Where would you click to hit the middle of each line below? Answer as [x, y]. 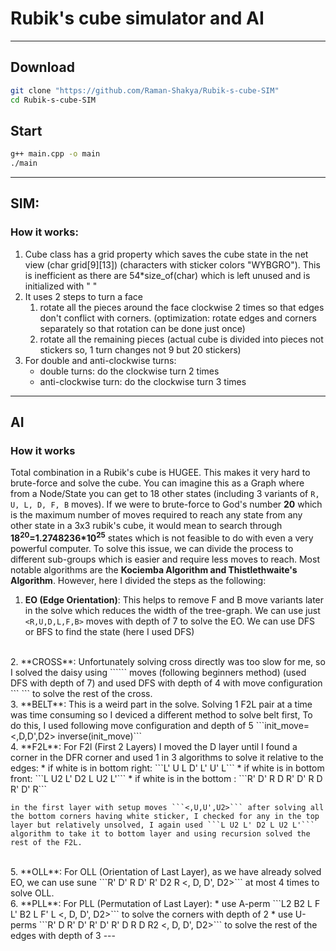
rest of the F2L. [46, 843]
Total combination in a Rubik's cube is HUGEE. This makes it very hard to [160, 473]
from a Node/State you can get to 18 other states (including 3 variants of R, [165, 494]
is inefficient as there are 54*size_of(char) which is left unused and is [167, 275]
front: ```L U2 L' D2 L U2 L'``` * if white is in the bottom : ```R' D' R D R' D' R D [166, 779]
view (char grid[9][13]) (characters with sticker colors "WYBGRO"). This [172, 264]
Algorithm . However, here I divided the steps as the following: [138, 581]
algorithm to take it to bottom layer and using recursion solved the [160, 834]
